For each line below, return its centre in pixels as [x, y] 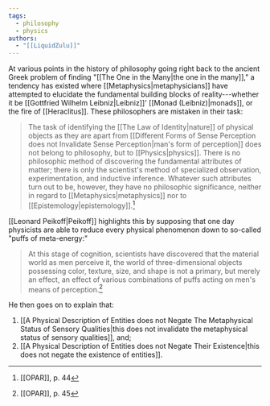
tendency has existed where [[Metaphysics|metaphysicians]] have [119, 86]
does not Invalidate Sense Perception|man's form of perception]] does [145, 144]
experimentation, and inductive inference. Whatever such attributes [139, 179]
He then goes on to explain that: [61, 305]
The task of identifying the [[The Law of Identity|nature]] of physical [141, 127]
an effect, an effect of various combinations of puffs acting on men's [141, 280]
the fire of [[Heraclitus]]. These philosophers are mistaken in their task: [126, 112]
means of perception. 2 [65, 288]
